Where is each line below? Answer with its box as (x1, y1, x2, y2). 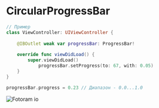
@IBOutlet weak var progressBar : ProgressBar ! (17, 41, 135, 47)
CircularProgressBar (6, 4, 111, 18)
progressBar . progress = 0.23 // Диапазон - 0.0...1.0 (6, 85, 143, 91)
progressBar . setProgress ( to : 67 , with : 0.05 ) (38, 63, 154, 69)
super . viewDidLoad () (27, 57, 79, 63)
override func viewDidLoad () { (17, 52, 95, 58)
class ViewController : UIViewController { (6, 29, 114, 35)
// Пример (6, 24, 31, 30)
